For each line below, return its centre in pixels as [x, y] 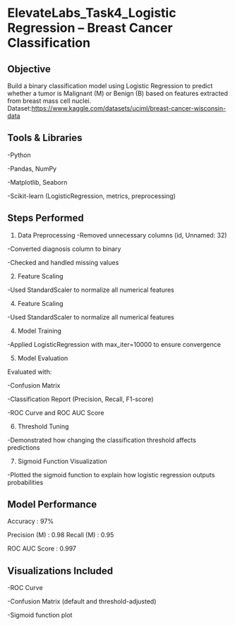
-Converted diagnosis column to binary [64, 249]
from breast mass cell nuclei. [49, 101]
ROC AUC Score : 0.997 [42, 548]
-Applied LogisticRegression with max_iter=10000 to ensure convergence [114, 344]
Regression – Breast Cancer [90, 28]
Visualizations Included [60, 571]
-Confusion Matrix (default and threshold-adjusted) [82, 601]
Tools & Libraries [45, 138]
